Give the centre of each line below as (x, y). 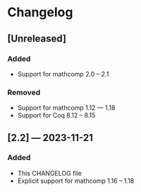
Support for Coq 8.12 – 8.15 (56, 115)
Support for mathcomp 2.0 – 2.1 (63, 74)
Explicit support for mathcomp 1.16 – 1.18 (76, 181)
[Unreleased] (37, 39)
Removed (24, 92)
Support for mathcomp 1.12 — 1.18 (66, 108)
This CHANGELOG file (50, 173)
